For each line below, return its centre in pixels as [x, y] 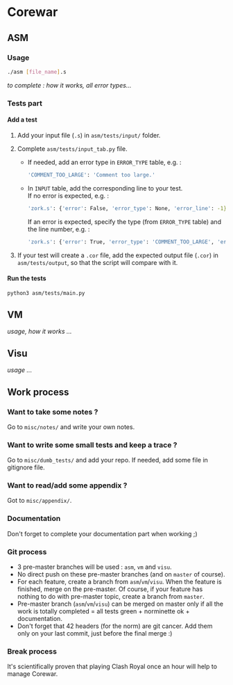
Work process [38, 392]
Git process [27, 551]
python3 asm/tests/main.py [46, 293]
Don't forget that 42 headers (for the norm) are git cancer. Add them [115, 626]
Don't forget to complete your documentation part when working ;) [102, 533]
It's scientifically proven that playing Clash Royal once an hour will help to [112, 667]
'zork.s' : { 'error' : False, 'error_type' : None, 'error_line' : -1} [127, 208]
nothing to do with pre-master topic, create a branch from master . [111, 597]
